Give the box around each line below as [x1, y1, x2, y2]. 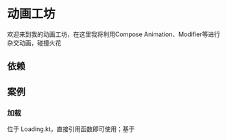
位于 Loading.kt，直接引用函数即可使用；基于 [7, 125, 135, 133]
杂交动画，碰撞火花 [7, 38, 62, 46]
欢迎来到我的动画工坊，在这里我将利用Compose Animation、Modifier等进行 [7, 30, 221, 38]
